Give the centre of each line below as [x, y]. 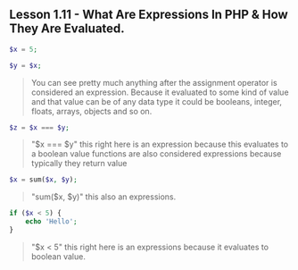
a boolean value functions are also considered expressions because [156, 154]
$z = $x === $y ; [39, 127]
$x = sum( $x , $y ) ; [43, 180]
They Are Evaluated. [67, 29]
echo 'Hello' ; [51, 222]
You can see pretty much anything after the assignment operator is [154, 82]
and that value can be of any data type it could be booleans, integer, [157, 101]
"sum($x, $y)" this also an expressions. [103, 197]
